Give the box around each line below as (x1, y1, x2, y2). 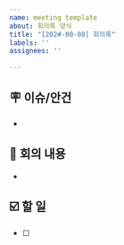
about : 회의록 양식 (9, 22, 72, 31)
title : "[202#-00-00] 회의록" (9, 30, 116, 39)
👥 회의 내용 (9, 146, 67, 162)
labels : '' (9, 38, 50, 48)
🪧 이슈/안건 (9, 90, 72, 105)
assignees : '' (9, 47, 62, 56)
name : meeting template (9, 13, 98, 22)
